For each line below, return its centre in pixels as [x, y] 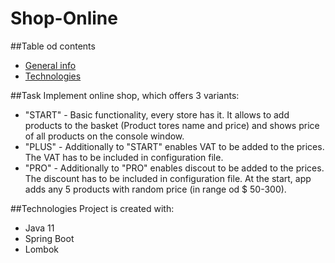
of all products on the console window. [104, 136]
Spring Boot [49, 238]
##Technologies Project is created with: [92, 208]
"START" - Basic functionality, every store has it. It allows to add [157, 114]
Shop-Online [64, 18]
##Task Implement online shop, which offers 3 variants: [125, 95]
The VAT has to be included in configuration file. [124, 157]
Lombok [42, 249]
